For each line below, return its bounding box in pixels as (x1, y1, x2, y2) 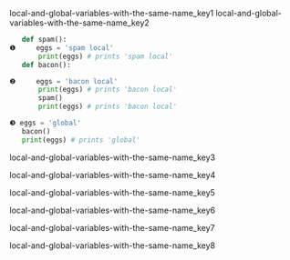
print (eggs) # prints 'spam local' (37, 52, 173, 61)
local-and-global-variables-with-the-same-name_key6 (9, 205, 216, 215)
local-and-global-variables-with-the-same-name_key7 (9, 222, 215, 233)
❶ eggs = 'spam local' (9, 43, 114, 53)
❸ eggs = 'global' (9, 118, 82, 127)
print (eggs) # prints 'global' (21, 135, 141, 145)
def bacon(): (21, 60, 71, 69)
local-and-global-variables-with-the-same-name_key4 (9, 169, 216, 180)
